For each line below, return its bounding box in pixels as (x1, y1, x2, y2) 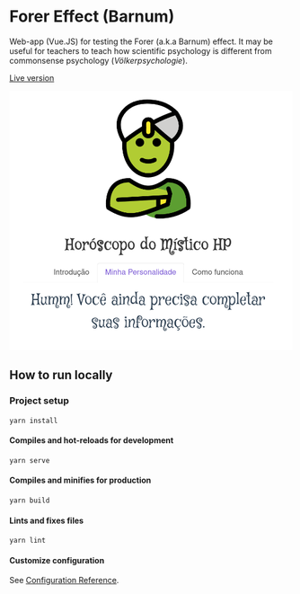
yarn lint (9, 536, 47, 545)
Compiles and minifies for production (9, 474, 152, 486)
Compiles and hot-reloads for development (9, 435, 174, 446)
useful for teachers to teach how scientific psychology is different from (9, 45, 272, 56)
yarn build (9, 496, 50, 505)
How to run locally (9, 368, 113, 383)
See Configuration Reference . (9, 575, 119, 586)
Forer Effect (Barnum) (9, 6, 175, 27)
